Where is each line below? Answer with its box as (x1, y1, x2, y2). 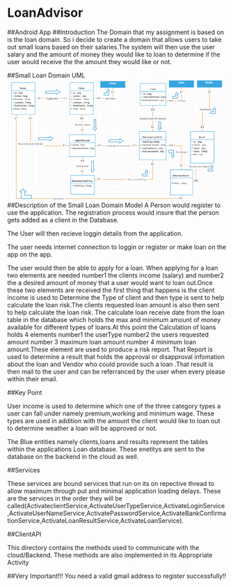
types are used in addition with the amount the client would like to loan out (7, 417, 220, 425)
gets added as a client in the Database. (7, 216, 120, 224)
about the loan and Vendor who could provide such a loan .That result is (7, 360, 214, 369)
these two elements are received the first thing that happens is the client (7, 286, 215, 294)
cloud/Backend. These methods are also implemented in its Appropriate (7, 551, 213, 559)
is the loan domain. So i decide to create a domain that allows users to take (7, 35, 222, 43)
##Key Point (7, 388, 42, 397)
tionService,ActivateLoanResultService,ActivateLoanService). (7, 517, 184, 525)
